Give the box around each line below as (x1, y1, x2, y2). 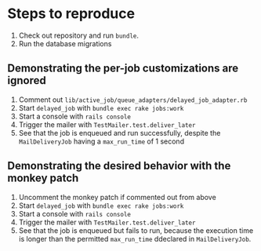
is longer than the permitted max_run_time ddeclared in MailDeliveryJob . (18, 234, 252, 243)
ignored (7, 74, 46, 87)
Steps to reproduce (7, 5, 135, 23)
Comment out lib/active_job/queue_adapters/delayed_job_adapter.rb (18, 95, 248, 104)
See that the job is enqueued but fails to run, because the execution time (18, 225, 254, 235)
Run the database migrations (18, 38, 112, 48)
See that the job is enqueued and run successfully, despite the (18, 128, 221, 137)
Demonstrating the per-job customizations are (7, 62, 239, 75)
